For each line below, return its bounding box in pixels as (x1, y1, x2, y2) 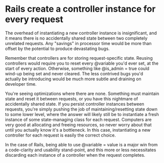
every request (5, 14, 64, 25)
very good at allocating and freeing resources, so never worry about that (5, 121, 152, 128)
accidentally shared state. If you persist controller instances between (5, 101, 144, 107)
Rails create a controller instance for (5, 3, 156, 15)
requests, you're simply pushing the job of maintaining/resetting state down (5, 106, 158, 112)
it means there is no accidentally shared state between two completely (5, 35, 148, 41)
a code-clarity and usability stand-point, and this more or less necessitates (5, 147, 157, 153)
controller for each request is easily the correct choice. (5, 132, 116, 138)
